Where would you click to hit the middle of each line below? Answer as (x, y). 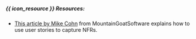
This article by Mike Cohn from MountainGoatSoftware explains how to (102, 23)
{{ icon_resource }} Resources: (45, 8)
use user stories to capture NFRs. (56, 29)
